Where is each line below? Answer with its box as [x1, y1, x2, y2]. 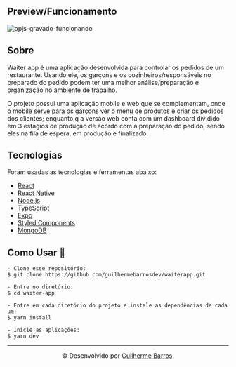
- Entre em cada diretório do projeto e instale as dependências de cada [7, 302, 228, 309]
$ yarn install [7, 314, 52, 321]
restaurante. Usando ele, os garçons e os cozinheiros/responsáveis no [7, 70, 212, 79]
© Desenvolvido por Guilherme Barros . [62, 352, 174, 360]
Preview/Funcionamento [7, 6, 117, 18]
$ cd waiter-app [7, 290, 55, 297]
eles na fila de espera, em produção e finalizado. [7, 129, 149, 138]
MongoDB [17, 226, 47, 234]
